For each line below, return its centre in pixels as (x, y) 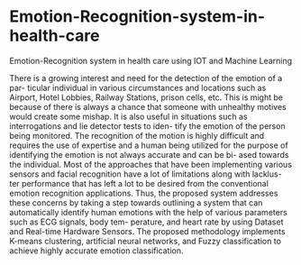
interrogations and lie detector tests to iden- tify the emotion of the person (147, 126)
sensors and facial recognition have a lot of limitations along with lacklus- (146, 174)
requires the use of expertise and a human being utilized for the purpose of (149, 145)
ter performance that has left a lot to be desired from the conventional (139, 183)
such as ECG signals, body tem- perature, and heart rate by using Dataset (146, 222)
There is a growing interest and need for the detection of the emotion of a (146, 78)
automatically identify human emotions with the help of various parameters (149, 212)
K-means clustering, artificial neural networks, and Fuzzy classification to (146, 241)
